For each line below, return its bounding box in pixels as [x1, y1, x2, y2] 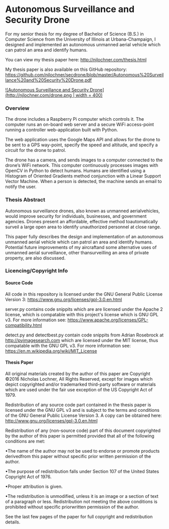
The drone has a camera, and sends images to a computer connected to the [5, 157, 163, 163]
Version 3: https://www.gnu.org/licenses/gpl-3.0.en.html [5, 296, 122, 302]
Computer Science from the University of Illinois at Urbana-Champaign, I [5, 36, 156, 42]
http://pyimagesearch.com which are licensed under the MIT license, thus [5, 337, 158, 343]
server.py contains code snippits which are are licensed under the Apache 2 [5, 306, 163, 312]
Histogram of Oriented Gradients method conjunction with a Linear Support [5, 173, 161, 179]
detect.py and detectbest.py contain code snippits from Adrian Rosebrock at [5, 332, 164, 338]
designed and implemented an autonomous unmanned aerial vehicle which [5, 41, 161, 47]
